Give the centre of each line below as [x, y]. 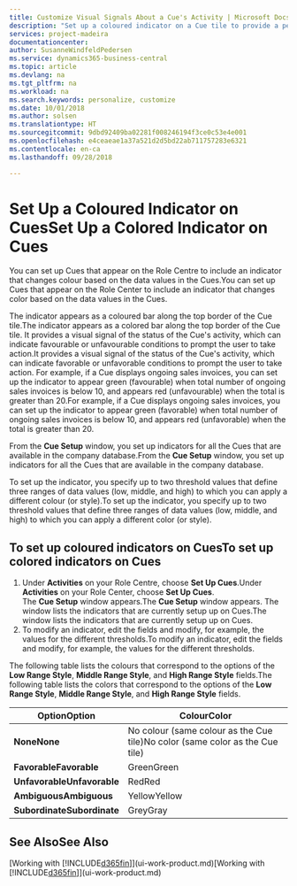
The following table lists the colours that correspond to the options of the [142, 666]
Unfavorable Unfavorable [66, 782]
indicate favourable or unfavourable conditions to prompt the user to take [143, 344]
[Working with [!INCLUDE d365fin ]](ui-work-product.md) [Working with [137, 863]
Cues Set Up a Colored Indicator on [138, 227]
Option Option [66, 716]
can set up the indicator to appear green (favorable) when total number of [144, 410]
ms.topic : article [43, 67]
